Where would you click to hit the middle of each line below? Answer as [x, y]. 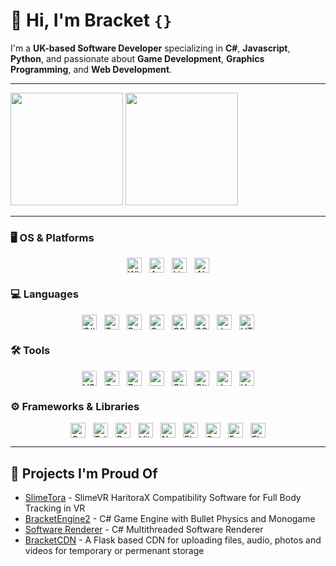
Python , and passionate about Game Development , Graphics [137, 58]
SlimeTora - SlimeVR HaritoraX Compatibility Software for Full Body [163, 497]
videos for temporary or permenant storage [114, 550]
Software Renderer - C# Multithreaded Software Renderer [144, 529]
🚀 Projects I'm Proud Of [84, 473]
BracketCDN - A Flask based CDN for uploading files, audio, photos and [173, 540]
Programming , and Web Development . [91, 69]
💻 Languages [44, 294]
